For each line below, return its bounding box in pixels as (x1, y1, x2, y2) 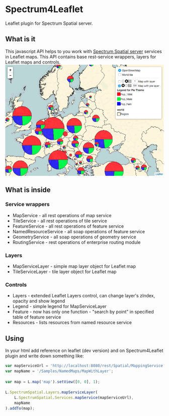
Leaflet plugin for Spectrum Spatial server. (5, 20, 93, 26)
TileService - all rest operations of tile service (12, 218, 107, 224)
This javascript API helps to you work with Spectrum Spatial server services (5, 48, 162, 54)
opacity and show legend (12, 298, 65, 304)
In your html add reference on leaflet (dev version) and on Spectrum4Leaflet (5, 347, 163, 354)
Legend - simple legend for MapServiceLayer (12, 303, 107, 309)
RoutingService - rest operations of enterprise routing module (12, 239, 141, 245)
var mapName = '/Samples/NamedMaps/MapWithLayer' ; (5, 369, 114, 374)
